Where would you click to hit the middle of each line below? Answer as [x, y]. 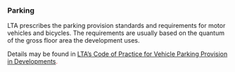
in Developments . [33, 62]
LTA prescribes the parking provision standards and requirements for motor [116, 26]
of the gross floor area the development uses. [74, 41]
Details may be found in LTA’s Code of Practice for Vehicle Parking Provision [118, 54]
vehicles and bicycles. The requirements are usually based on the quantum [116, 33]
